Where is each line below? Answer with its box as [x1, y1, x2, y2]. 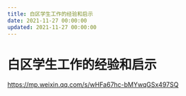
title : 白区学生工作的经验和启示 [7, 10, 94, 18]
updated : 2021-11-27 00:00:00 [7, 23, 97, 31]
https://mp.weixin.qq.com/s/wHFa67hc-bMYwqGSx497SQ [7, 80, 179, 89]
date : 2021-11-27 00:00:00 [7, 17, 87, 24]
